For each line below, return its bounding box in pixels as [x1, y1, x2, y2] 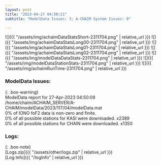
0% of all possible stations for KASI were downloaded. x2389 [5, 115, 129, 121]
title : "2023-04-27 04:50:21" [5, 12, 67, 17]
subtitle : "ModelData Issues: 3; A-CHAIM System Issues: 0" [5, 16, 131, 21]
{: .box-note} [5, 144, 31, 150]
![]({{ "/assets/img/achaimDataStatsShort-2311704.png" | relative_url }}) [5, 34, 151, 40]
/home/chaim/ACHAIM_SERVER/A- [5, 99, 75, 105]
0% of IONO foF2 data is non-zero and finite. [5, 110, 97, 116]
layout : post [5, 7, 32, 12]
